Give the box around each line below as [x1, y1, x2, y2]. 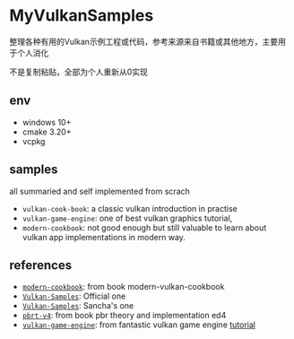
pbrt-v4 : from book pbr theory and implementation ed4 [22, 310, 227, 321]
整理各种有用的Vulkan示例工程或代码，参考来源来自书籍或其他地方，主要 [9, 36, 279, 47]
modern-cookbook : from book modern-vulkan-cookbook [22, 282, 225, 292]
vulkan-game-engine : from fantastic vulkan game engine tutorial [22, 319, 255, 330]
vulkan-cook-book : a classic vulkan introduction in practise [22, 203, 238, 213]
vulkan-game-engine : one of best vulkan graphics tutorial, [22, 213, 233, 223]
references [9, 257, 73, 273]
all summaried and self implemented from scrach [9, 186, 191, 196]
